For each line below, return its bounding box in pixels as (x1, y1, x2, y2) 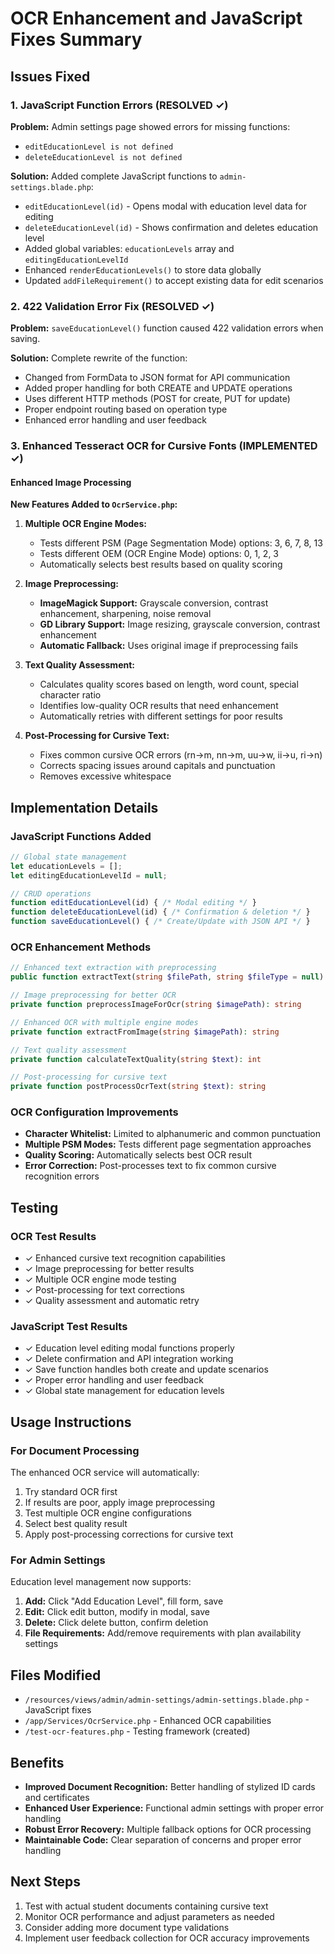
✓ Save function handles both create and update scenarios (24, 1363, 269, 1376)
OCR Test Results (10, 1229, 97, 1243)
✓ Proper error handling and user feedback (24, 1374, 204, 1386)
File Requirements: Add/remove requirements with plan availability (24, 1627, 302, 1639)
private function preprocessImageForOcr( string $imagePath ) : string (10, 1000, 302, 1010)
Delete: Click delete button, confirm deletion (24, 1617, 209, 1629)
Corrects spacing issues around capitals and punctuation (39, 760, 276, 772)
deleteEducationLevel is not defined (24, 152, 183, 162)
